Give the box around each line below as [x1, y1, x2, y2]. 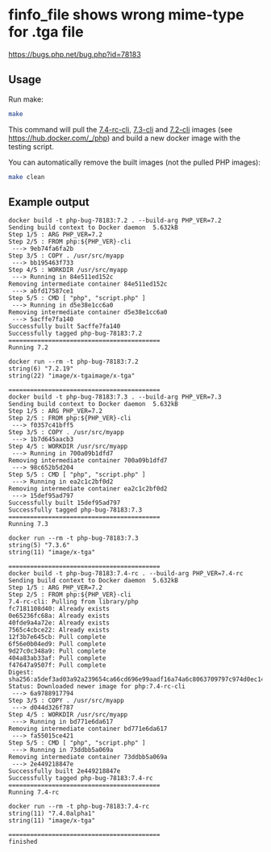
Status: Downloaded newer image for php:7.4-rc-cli [8, 683, 186, 691]
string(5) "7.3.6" [8, 541, 70, 549]
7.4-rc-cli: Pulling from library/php [8, 598, 139, 606]
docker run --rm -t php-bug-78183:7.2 [8, 357, 139, 366]
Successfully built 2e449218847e [8, 767, 121, 775]
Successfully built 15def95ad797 [8, 499, 121, 507]
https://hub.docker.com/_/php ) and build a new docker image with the [8, 133, 240, 143]
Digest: [8, 668, 35, 677]
